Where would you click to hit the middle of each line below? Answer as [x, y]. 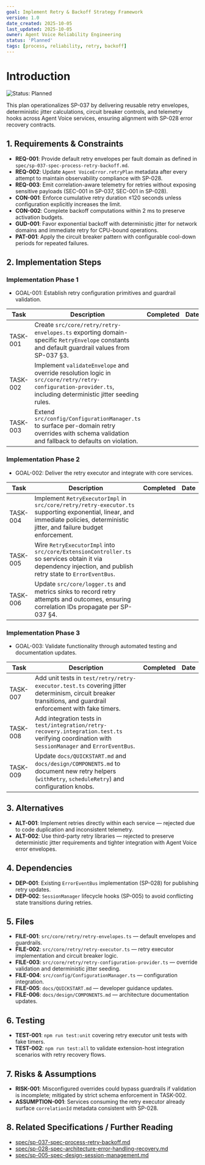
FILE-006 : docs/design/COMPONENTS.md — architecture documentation [102, 995]
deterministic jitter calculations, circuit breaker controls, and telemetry [95, 111]
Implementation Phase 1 [43, 279]
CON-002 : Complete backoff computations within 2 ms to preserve [100, 210]
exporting [87, 333]
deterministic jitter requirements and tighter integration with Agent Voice [106, 842]
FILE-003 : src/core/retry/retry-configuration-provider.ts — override [106, 962]
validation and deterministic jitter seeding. [68, 969]
